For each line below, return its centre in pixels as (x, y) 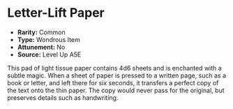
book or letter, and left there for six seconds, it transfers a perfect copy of (113, 82)
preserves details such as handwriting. (63, 97)
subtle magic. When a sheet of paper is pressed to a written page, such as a (117, 75)
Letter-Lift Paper (56, 13)
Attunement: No (41, 47)
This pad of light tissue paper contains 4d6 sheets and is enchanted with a (114, 68)
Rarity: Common (41, 32)
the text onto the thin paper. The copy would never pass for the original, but (116, 90)
